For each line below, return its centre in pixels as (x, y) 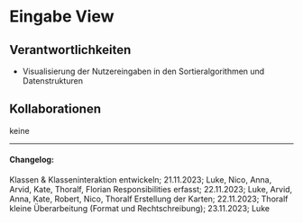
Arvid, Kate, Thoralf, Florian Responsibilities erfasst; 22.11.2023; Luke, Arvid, (151, 190)
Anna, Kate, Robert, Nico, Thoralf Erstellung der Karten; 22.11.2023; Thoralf (149, 199)
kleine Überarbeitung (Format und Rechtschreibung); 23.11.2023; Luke (140, 209)
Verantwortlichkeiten (70, 50)
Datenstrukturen (53, 81)
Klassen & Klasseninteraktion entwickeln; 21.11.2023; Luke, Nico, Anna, (141, 180)
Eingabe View (62, 17)
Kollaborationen (55, 109)
